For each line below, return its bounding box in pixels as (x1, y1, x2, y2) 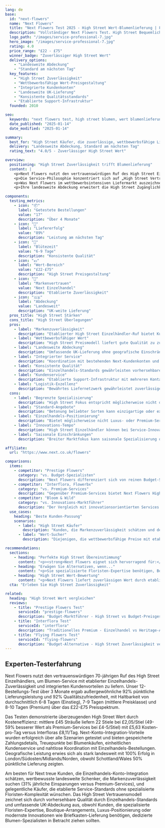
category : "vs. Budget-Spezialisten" (18, 472, 96, 478)
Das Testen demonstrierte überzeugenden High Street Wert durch (5, 714, 138, 720)
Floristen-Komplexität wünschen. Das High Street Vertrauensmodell (5, 792, 142, 797)
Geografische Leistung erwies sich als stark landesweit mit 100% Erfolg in (5, 751, 155, 757)
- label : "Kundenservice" (14, 372, 67, 377)
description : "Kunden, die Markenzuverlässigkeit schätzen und (23, 528, 155, 532)
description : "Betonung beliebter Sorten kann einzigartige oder (18, 409, 155, 414)
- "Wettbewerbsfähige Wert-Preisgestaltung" (14, 80, 107, 85)
